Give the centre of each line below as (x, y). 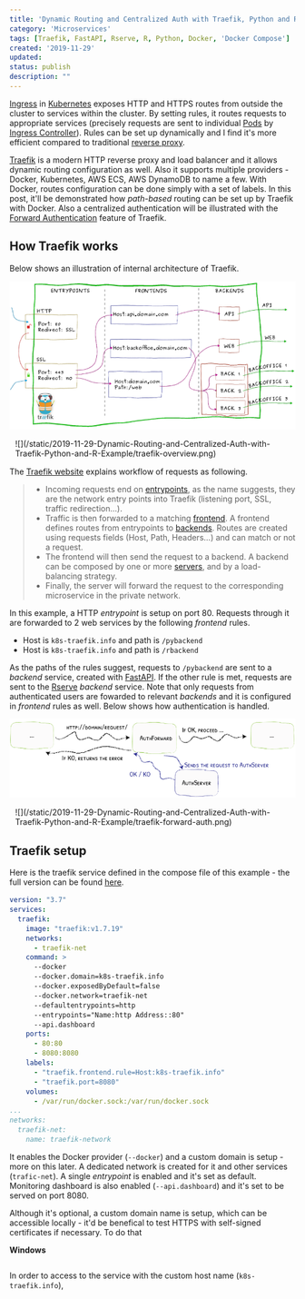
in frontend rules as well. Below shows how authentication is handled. (140, 706)
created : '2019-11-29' (52, 48)
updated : (26, 58)
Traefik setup (48, 851)
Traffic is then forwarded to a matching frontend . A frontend (157, 519)
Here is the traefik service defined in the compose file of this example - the (150, 873)
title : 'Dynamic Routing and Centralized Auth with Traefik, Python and (150, 19)
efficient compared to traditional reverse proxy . (97, 142)
